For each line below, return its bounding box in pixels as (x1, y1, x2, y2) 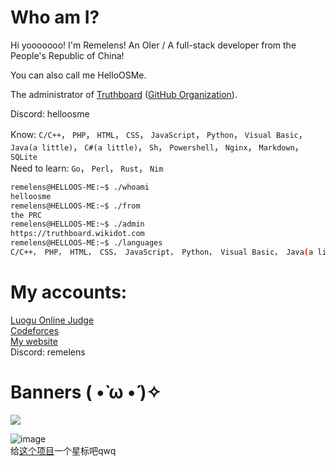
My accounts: (10, 281, 128, 304)
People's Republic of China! (10, 49, 125, 61)
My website (10, 335, 58, 347)
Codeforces (10, 324, 60, 336)
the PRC (10, 210, 43, 220)
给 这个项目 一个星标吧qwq (10, 444, 117, 456)
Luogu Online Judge (10, 314, 95, 326)
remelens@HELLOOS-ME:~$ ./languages (10, 238, 163, 248)
